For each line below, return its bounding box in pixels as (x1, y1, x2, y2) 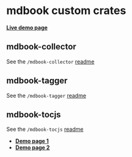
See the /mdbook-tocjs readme (6, 126, 84, 133)
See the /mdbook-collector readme (6, 57, 95, 65)
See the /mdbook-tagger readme (6, 92, 87, 99)
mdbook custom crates (6, 4, 127, 18)
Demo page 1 (15, 137, 49, 145)
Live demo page (6, 24, 48, 31)
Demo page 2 (15, 144, 50, 152)
